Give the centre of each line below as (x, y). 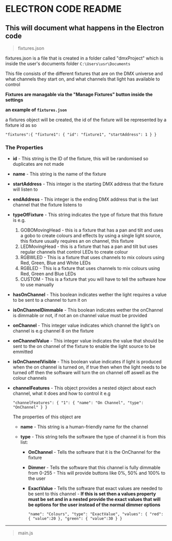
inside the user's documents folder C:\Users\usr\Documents (68, 64)
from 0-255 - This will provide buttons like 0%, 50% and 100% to (96, 473)
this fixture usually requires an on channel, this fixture (77, 241)
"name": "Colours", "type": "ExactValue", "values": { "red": (96, 514)
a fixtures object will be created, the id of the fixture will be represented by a (86, 120)
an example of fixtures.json (36, 110)
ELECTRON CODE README (63, 9)
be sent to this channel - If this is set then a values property (92, 494)
